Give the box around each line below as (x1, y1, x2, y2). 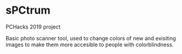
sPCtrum (5, 4, 51, 17)
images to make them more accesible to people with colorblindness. (5, 41, 174, 48)
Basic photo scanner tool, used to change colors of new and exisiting (5, 34, 176, 42)
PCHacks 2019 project (5, 23, 61, 30)
